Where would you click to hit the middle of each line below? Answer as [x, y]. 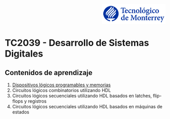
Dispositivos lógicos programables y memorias [61, 85]
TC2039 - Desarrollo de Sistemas [77, 43]
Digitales [24, 54]
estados [21, 112]
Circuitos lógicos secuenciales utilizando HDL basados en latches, [82, 96]
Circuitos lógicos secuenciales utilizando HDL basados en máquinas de [87, 106]
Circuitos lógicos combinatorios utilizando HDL [62, 90]
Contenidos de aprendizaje [49, 73]
